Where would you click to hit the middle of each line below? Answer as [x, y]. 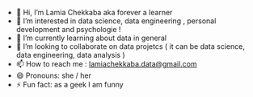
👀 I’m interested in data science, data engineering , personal [116, 21]
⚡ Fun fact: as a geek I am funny [70, 85]
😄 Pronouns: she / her [53, 75]
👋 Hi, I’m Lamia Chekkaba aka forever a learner [94, 12]
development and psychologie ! [68, 29]
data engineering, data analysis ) [70, 55]
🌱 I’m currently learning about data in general [91, 38]
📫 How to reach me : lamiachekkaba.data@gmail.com [106, 64]
